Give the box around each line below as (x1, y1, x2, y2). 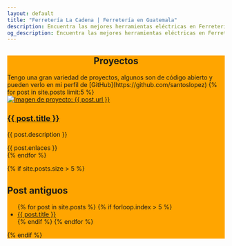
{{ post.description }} (7, 131, 68, 139)
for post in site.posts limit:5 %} (7, 88, 95, 97)
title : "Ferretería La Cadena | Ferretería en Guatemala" (7, 17, 177, 23)
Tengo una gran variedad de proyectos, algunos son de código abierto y (7, 73, 213, 82)
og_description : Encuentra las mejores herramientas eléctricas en (7, 29, 206, 37)
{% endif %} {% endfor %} (17, 218, 94, 226)
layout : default (7, 10, 54, 17)
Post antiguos (7, 184, 68, 196)
